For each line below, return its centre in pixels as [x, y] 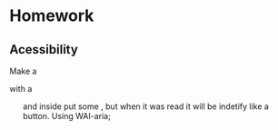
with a [21, 89]
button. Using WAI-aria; [66, 116]
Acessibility [44, 50]
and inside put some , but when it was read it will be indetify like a [146, 106]
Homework [52, 16]
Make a [23, 71]
